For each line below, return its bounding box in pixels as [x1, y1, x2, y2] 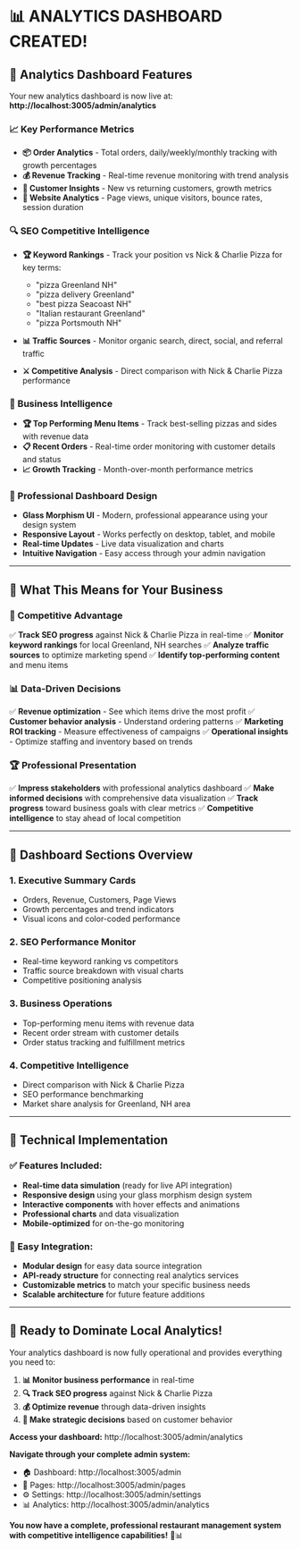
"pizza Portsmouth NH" [35, 317, 122, 328]
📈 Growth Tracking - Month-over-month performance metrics [21, 463, 254, 474]
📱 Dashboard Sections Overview [9, 847, 194, 862]
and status [21, 453, 62, 464]
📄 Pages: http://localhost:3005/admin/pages [21, 1479, 186, 1490]
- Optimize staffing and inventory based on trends [9, 736, 194, 747]
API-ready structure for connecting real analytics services [21, 1270, 239, 1281]
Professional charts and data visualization [21, 1208, 179, 1219]
